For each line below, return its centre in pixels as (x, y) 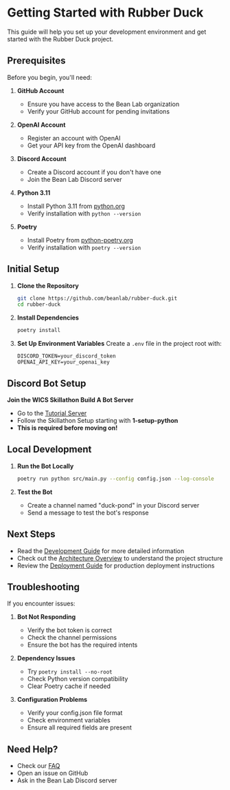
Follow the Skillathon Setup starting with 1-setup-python (97, 420)
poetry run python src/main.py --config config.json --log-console (115, 479)
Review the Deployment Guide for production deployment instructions (116, 565)
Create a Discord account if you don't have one (94, 172)
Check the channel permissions (72, 638)
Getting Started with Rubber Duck (105, 13)
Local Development (49, 449)
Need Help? (33, 749)
